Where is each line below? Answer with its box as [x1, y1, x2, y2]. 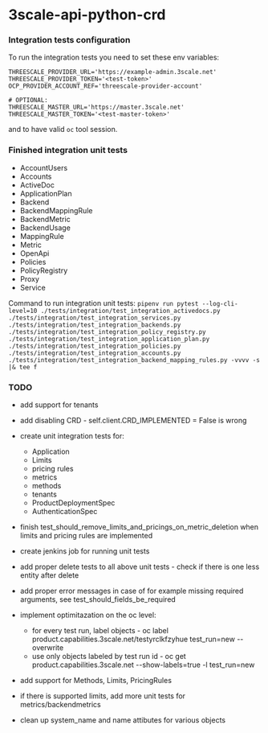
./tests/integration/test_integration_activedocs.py [40, 307, 221, 315]
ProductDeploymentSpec [31, 498, 116, 508]
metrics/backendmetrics [19, 700, 102, 710]
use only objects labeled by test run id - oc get [31, 652, 186, 661]
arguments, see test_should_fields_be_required [19, 595, 177, 604]
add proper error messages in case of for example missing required [19, 586, 244, 596]
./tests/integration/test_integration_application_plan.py [8, 335, 210, 343]
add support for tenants [19, 400, 99, 410]
